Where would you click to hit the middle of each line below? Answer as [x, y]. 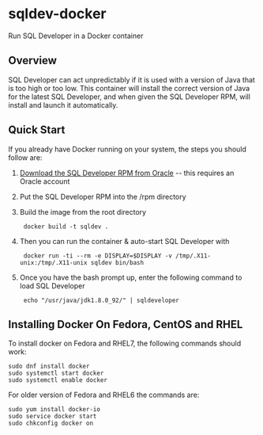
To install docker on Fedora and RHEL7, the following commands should [125, 343]
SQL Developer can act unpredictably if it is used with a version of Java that [131, 79]
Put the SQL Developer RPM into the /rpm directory [103, 197]
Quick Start [37, 130]
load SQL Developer [52, 285]
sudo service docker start [53, 417]
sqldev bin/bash [117, 262]
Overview [33, 61]
